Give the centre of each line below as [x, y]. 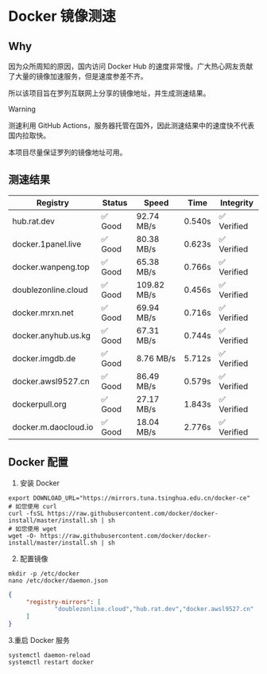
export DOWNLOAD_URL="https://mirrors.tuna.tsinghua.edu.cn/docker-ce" [129, 498]
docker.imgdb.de [44, 358]
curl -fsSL [26, 513]
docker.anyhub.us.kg [52, 335]
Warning [22, 109]
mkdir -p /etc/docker [44, 574]
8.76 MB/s [156, 358]
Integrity [237, 202]
